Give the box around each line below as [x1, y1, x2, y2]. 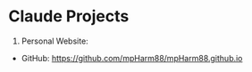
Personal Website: [21, 36, 88, 46]
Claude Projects [8, 6, 130, 27]
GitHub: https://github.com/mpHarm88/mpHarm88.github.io [21, 52, 243, 63]
